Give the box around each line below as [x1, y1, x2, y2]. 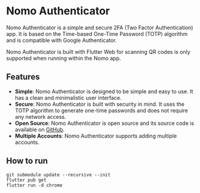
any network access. [14, 113, 67, 120]
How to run [6, 156, 48, 166]
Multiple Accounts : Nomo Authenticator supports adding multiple [14, 132, 177, 139]
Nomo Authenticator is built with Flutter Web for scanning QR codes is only [6, 48, 190, 55]
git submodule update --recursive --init [6, 171, 111, 177]
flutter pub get [6, 177, 47, 183]
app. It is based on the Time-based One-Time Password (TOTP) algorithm [6, 30, 188, 37]
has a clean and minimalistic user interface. [14, 94, 122, 101]
